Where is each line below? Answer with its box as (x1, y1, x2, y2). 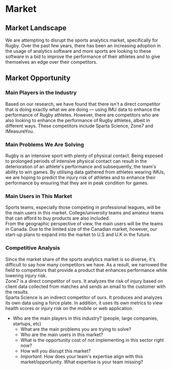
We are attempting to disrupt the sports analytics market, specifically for (5, 37, 158, 43)
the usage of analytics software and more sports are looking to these (5, 48, 151, 54)
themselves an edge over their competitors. (5, 59, 98, 65)
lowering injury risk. (5, 272, 47, 279)
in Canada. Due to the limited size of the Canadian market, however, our (5, 226, 158, 232)
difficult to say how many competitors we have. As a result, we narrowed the (5, 261, 167, 267)
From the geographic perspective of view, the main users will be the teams (5, 221, 163, 227)
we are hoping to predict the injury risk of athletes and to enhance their (5, 174, 156, 180)
